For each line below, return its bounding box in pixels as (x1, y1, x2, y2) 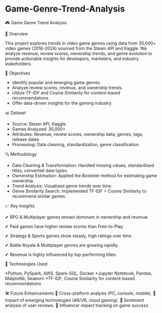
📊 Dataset (5, 110, 26, 116)
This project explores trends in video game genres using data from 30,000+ (5, 40, 156, 46)
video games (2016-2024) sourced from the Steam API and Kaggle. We (5, 45, 147, 51)
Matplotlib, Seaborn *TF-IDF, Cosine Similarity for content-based (5, 275, 135, 281)
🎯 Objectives (5, 70, 30, 76)
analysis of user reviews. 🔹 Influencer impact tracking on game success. (5, 302, 150, 308)
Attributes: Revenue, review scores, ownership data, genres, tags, (12, 131, 144, 137)
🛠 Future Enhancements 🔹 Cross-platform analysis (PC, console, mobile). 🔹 (5, 290, 156, 296)
